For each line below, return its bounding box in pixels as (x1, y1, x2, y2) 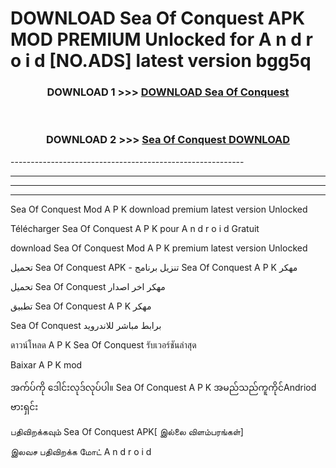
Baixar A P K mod (10, 358, 83, 371)
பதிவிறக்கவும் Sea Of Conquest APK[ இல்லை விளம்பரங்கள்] (10, 425, 244, 437)
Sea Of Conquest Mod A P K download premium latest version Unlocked (10, 203, 308, 215)
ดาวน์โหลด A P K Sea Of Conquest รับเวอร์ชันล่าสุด (10, 338, 197, 351)
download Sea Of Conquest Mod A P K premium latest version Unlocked (10, 242, 308, 254)
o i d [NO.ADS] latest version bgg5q (10, 50, 312, 72)
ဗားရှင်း (10, 400, 39, 412)
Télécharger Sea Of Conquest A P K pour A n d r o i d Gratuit (10, 222, 260, 234)
